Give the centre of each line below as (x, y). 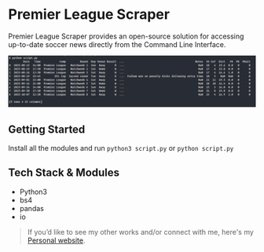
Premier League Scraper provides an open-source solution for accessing (126, 36)
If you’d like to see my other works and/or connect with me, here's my (140, 232)
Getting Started (47, 129)
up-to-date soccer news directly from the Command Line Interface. (117, 44)
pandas (32, 208)
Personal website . (56, 240)
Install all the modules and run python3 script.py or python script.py (121, 148)
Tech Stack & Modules (64, 173)
